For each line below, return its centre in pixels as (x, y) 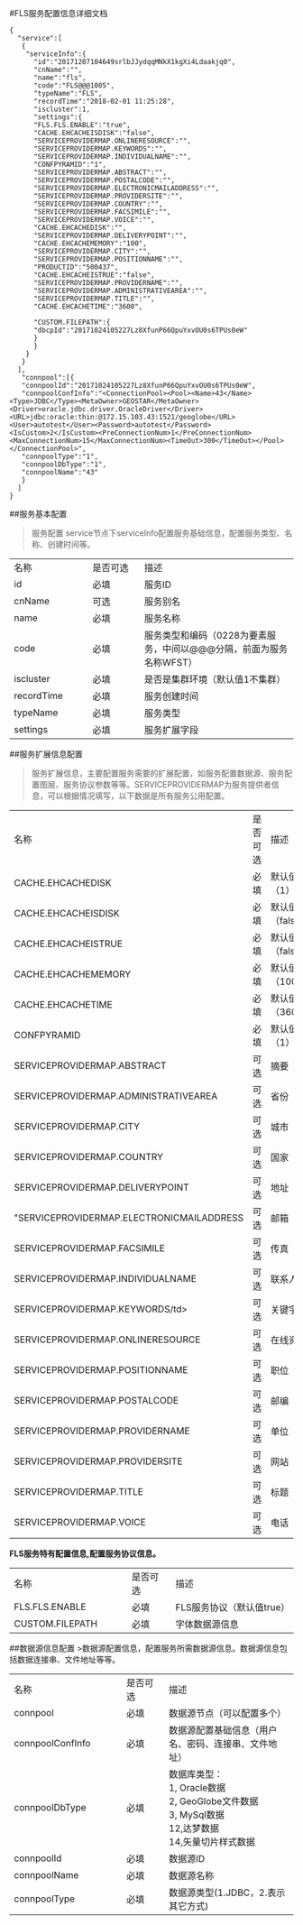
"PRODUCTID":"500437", (76, 267)
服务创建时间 (171, 696)
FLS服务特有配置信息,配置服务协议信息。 (85, 1553)
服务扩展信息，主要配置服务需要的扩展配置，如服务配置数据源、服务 (158, 773)
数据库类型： (196, 1774)
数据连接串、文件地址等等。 (68, 1659)
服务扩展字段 (171, 730)
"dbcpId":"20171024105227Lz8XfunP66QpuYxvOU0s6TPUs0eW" (140, 330)
